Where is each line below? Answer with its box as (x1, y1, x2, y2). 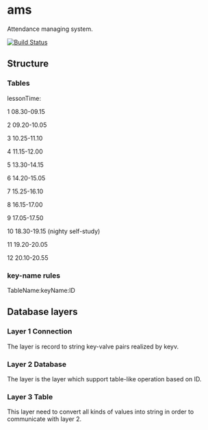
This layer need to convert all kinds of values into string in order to (7, 407, 194, 416)
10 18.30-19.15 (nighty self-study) (7, 227, 101, 235)
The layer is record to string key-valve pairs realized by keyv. (7, 342, 179, 350)
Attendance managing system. (7, 25, 94, 33)
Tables (7, 78, 30, 88)
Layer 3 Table (7, 392, 53, 401)
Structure (7, 58, 49, 70)
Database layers (7, 306, 78, 318)
